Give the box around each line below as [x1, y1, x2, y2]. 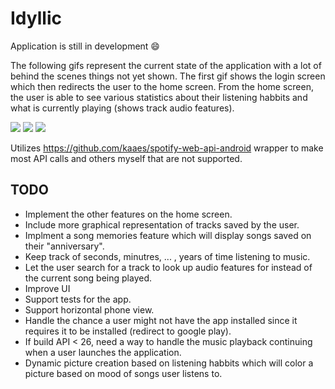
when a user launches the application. [24, 346, 182, 358]
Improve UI [24, 282, 71, 294]
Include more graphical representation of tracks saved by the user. [24, 218, 300, 231]
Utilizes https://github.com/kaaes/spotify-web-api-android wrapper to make [10, 142, 324, 154]
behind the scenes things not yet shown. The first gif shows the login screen [10, 70, 326, 82]
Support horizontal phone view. [24, 303, 155, 316]
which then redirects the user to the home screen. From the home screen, [10, 80, 314, 92]
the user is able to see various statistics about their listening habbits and [10, 91, 308, 103]
